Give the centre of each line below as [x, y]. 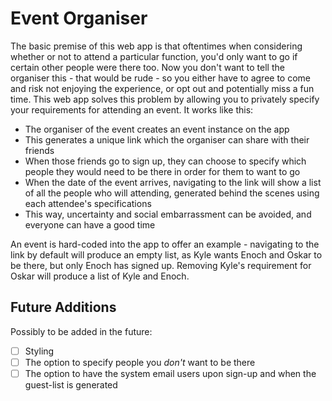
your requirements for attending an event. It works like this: [132, 109]
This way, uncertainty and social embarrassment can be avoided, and [168, 214]
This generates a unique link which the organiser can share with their [167, 139]
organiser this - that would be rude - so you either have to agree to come [160, 78]
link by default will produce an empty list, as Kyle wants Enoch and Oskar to [166, 254]
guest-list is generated [71, 384]
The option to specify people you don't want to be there [140, 362]
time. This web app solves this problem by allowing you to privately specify [165, 99]
